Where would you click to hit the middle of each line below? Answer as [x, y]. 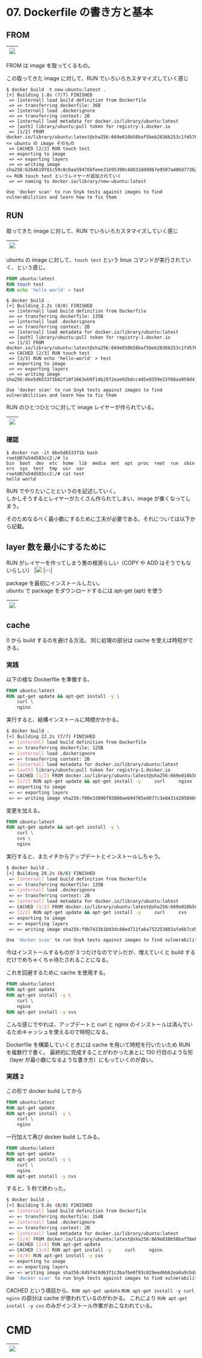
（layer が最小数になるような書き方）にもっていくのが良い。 [81, 1060]
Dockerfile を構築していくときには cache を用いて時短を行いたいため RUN [98, 1045]
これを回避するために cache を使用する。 [58, 972]
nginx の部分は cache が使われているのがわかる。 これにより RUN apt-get [97, 1298]
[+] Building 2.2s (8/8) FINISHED [50, 306]
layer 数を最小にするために [57, 547]
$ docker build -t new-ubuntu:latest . [56, 90]
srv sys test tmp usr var [45, 469]
